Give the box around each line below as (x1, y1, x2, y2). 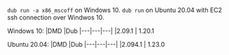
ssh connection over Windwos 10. (7, 13, 104, 22)
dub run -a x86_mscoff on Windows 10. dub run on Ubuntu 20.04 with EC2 (7, 6, 223, 14)
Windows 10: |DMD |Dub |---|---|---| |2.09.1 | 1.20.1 (7, 27, 155, 35)
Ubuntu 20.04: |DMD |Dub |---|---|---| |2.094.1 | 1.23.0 (7, 40, 165, 48)
